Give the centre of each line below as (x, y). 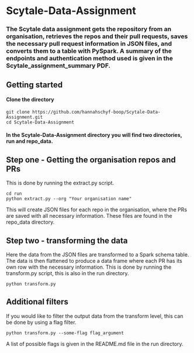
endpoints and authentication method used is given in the (90, 59)
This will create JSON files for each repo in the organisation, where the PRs (97, 210)
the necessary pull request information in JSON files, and (89, 44)
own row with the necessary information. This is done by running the (89, 267)
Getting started (34, 85)
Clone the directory (30, 100)
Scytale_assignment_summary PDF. (58, 66)
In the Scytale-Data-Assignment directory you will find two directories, (94, 135)
